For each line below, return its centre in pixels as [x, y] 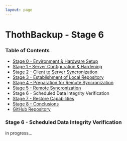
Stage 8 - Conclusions [36, 104]
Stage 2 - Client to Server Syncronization [55, 72]
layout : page [19, 10]
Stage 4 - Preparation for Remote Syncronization [63, 83]
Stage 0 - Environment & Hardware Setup [55, 61]
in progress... [19, 133]
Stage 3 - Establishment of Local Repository [58, 77]
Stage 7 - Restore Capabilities [43, 99]
